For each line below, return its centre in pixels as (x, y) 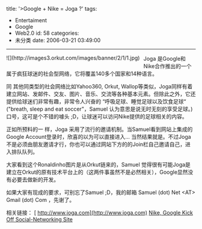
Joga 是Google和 (165, 59)
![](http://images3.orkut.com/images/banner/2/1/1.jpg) (73, 58)
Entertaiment (31, 20)
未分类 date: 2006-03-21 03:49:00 (58, 40)
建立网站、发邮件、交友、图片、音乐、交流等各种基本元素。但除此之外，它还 (101, 94)
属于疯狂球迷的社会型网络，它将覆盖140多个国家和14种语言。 (82, 74)
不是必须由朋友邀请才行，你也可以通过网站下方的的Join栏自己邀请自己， (96, 144)
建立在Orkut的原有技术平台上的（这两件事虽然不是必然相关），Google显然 (97, 172)
